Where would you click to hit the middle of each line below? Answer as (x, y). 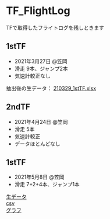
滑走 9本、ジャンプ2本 (41, 68)
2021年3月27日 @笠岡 (41, 61)
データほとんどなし (38, 144)
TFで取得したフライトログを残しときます (55, 27)
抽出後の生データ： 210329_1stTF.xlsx (51, 88)
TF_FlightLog (38, 11)
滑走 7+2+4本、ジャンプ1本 (47, 185)
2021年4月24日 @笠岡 (41, 121)
